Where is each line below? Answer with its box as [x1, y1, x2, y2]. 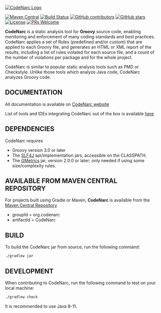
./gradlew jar [5, 254, 34, 258]
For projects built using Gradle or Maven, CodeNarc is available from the [5, 197, 150, 203]
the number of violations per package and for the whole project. [5, 55, 133, 60]
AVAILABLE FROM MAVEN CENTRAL [5, 177, 118, 185]
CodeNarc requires [5, 138, 43, 144]
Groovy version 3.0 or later [12, 147, 66, 153]
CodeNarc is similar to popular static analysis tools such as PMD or [5, 64, 139, 70]
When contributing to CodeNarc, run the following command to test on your [5, 280, 156, 286]
